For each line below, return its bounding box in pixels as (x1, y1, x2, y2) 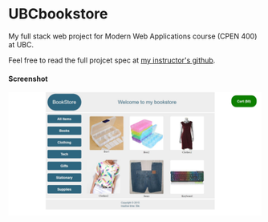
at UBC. (8, 39, 35, 49)
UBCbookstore (8, 5, 108, 23)
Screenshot (8, 74, 48, 83)
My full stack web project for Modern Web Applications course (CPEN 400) (8, 31, 258, 41)
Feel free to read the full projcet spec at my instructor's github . (8, 55, 216, 65)
